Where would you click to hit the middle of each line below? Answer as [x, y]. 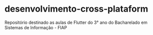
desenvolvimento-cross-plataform [76, 9]
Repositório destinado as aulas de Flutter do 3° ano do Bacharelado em [76, 22]
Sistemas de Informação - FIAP [36, 27]
